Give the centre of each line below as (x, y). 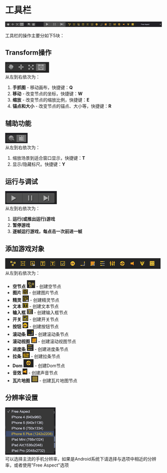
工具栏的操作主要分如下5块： (35, 35)
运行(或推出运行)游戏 (34, 219)
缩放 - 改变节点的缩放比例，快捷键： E (51, 100)
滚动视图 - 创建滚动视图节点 (44, 341)
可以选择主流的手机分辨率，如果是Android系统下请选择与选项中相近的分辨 (81, 459)
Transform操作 (28, 53)
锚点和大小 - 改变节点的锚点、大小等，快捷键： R (62, 106)
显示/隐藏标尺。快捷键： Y (39, 164)
